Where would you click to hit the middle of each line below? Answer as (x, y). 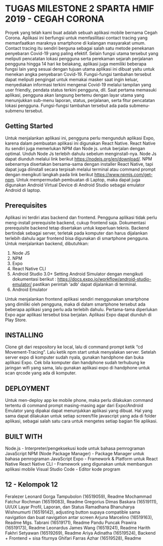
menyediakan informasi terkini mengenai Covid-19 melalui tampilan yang (78, 84)
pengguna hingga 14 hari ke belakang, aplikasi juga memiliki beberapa (76, 64)
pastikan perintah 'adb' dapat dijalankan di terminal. (85, 284)
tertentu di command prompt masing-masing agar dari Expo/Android (74, 406)
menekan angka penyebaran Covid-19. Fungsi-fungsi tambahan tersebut (78, 74)
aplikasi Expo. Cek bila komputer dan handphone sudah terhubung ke (75, 363)
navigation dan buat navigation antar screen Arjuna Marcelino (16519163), (79, 517)
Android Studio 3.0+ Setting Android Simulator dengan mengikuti (78, 274)
